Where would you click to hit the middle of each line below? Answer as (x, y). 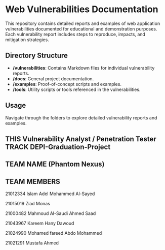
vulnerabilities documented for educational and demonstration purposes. (81, 28)
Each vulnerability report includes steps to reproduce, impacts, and (75, 34)
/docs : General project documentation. (53, 79)
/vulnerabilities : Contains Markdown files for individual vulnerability (84, 68)
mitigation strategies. (27, 40)
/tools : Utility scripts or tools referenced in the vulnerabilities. (76, 89)
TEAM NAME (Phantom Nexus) (55, 164)
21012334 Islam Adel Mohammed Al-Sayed (50, 194)
